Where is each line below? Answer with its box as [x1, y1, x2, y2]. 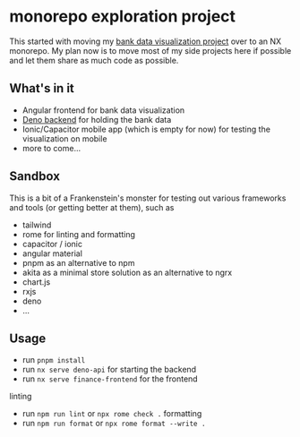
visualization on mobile [21, 133, 107, 144]
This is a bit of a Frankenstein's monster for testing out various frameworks [9, 193, 287, 203]
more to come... [21, 142, 81, 153]
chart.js [21, 276, 51, 287]
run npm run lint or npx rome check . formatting [21, 408, 202, 419]
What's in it [9, 81, 74, 96]
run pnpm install [21, 355, 86, 365]
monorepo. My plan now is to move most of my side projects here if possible [9, 45, 292, 56]
